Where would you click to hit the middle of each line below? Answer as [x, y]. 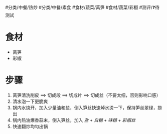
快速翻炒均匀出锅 [30, 126]
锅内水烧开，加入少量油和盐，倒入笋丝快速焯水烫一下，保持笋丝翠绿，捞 [87, 107]
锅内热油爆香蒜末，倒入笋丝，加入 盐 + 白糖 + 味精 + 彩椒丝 [74, 120]
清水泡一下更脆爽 [30, 101]
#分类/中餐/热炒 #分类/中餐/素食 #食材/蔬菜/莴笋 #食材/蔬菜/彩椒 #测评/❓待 [82, 7]
